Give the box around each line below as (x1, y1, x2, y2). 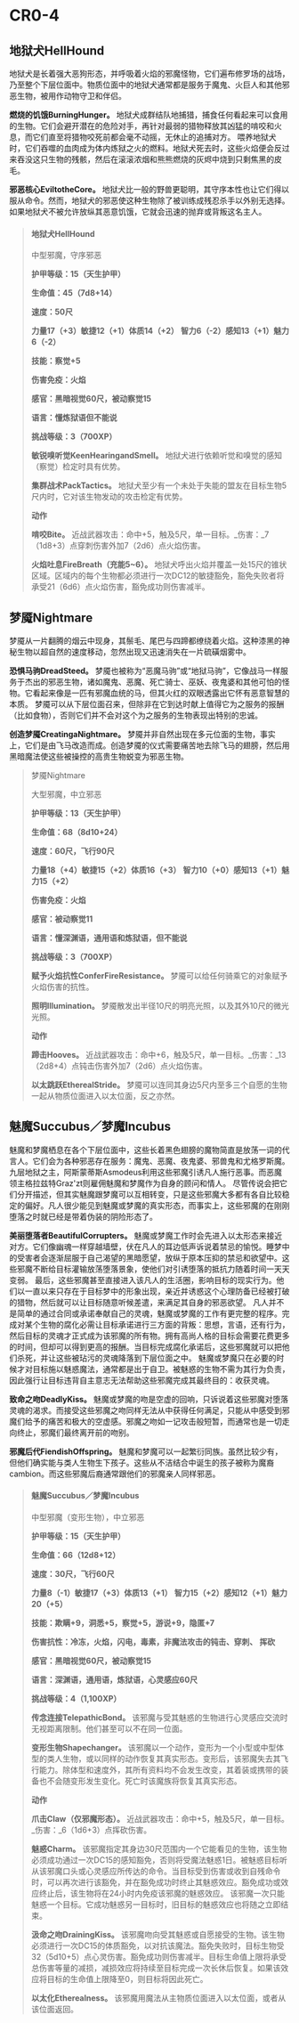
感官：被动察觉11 (30, 914, 93, 924)
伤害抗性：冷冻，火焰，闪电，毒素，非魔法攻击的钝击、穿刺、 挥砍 (30, 1637, 276, 1647)
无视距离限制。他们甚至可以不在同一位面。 (30, 1724, 188, 1735)
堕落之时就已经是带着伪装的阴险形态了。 (9, 1211, 158, 1222)
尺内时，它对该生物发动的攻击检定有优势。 (30, 492, 188, 502)
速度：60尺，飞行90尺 (30, 846, 115, 857)
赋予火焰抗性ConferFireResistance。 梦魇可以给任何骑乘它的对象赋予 (30, 971, 288, 981)
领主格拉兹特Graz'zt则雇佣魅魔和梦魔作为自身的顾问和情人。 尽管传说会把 (9, 1177, 280, 1189)
